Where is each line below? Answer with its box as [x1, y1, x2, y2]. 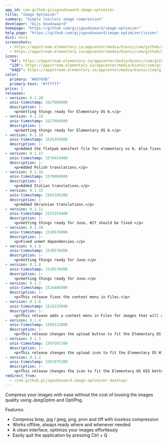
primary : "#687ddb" [9, 77, 50, 82]
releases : [5, 91, 26, 96]
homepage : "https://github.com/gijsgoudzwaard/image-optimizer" [5, 26, 141, 31]
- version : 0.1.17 [5, 151, 43, 156]
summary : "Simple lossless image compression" [5, 16, 103, 21]
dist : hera [5, 35, 28, 40]
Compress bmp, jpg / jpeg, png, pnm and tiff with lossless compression [12, 416, 159, 422]
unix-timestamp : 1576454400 [9, 155, 68, 160]
